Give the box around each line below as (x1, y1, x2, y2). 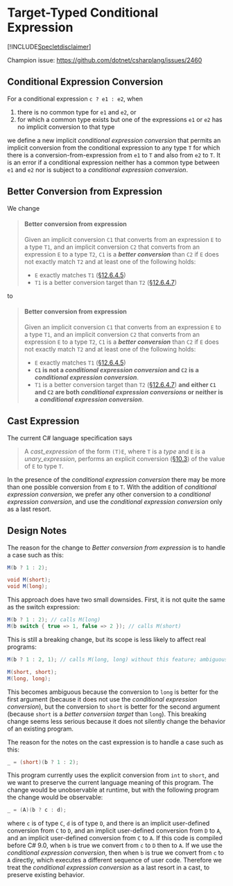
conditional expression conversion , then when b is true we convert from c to (7, 849, 224, 857)
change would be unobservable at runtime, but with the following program (7, 785, 220, 794)
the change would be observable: (7, 793, 103, 801)
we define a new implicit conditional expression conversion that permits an (7, 136, 221, 144)
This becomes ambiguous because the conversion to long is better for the (7, 688, 218, 696)
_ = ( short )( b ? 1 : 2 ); (7, 758, 79, 765)
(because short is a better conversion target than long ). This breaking (7, 709, 207, 718)
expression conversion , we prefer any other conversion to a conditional (7, 490, 212, 498)
